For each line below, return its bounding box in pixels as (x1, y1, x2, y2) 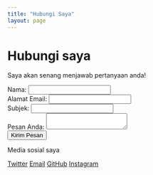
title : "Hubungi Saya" (7, 10, 75, 18)
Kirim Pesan (11, 132, 43, 139)
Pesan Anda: (7, 122, 45, 132)
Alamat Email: (7, 95, 48, 103)
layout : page (7, 17, 46, 24)
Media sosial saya (7, 146, 60, 154)
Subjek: (7, 104, 30, 112)
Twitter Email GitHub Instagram (7, 159, 99, 168)
